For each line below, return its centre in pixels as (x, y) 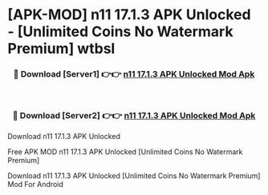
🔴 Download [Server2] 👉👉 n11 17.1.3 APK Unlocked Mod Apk (134, 116)
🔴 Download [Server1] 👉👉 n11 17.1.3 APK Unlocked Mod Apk (134, 74)
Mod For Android (35, 184)
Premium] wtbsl (61, 49)
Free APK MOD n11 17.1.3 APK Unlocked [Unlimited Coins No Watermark (125, 151)
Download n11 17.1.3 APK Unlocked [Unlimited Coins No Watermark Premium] (134, 175)
